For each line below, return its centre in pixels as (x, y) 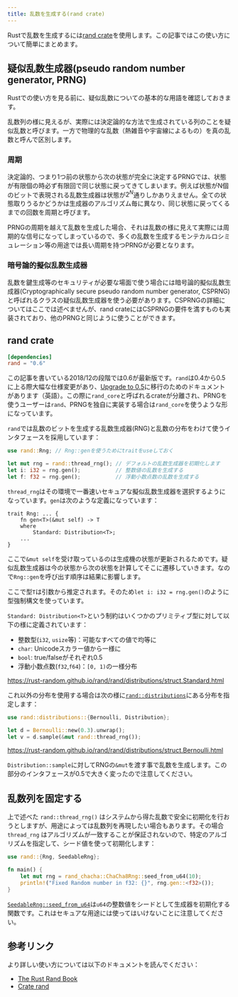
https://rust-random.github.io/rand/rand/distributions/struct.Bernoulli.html (115, 751)
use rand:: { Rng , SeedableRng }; (54, 857)
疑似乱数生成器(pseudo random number (96, 69)
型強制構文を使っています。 (47, 600)
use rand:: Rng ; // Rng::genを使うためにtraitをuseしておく (91, 451)
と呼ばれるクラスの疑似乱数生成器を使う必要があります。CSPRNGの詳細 (113, 300)
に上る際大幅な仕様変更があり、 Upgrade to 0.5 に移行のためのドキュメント (117, 387)
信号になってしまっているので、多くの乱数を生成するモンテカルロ (122, 236)
